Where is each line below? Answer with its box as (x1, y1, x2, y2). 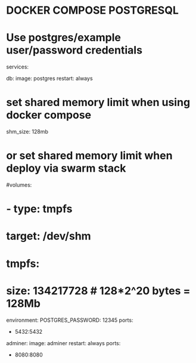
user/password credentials (6, 44, 143, 57)
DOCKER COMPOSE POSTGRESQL (6, 4, 179, 17)
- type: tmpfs (6, 202, 73, 216)
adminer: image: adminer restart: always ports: (6, 339, 121, 346)
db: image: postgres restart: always (6, 75, 94, 82)
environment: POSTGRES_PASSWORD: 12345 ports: (6, 317, 133, 324)
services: (6, 63, 29, 70)
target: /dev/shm (6, 229, 91, 243)
